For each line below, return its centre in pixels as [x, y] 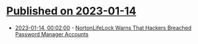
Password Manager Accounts [52, 34]
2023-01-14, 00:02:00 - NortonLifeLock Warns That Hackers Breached [103, 28]
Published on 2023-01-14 [72, 11]
